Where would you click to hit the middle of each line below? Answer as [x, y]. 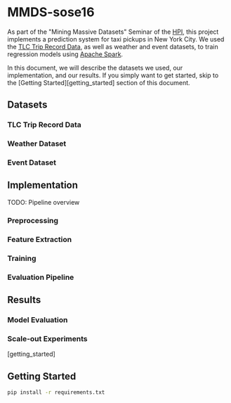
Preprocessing [33, 220]
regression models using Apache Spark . [65, 54]
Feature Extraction [40, 239]
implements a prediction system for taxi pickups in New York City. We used [116, 39]
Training [22, 258]
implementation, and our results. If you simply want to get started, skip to [113, 75]
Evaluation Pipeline [41, 277]
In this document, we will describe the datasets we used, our [95, 68]
